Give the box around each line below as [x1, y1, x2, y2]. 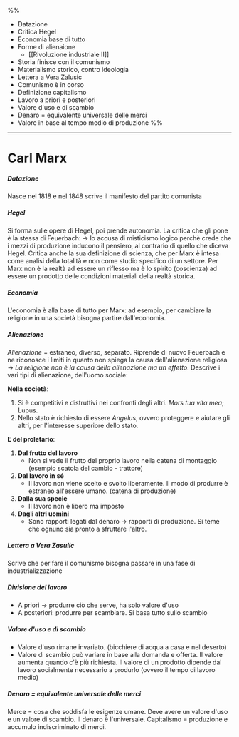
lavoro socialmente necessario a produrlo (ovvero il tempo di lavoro [17, 665, 216, 674]
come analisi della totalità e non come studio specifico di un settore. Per [7, 257, 218, 265]
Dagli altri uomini [17, 509, 70, 518]
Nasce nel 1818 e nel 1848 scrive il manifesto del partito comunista [7, 192, 203, 200]
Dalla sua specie [17, 494, 68, 503]
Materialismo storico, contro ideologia [17, 66, 129, 73]
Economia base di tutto [17, 35, 85, 44]
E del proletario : [7, 435, 55, 444]
